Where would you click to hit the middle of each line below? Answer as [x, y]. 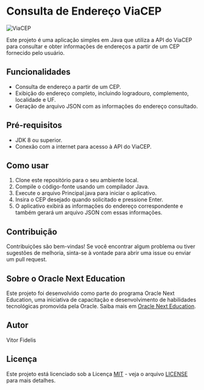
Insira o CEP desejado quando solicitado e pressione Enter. [89, 200]
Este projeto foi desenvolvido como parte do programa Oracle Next [90, 293]
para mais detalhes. [31, 380]
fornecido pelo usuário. [36, 52]
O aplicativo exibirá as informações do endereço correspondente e [99, 206]
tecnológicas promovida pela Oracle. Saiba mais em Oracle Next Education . [101, 306]
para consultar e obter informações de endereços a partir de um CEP [93, 46]
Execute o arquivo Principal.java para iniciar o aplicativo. [86, 193]
